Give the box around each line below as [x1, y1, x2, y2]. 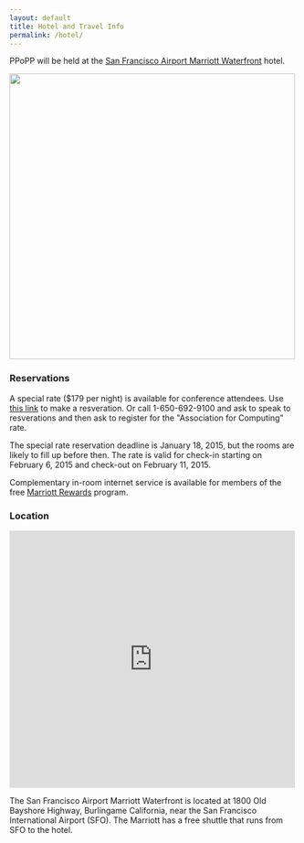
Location [9, 509, 50, 522]
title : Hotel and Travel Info [9, 22, 125, 31]
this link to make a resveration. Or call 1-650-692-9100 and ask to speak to [9, 402, 291, 413]
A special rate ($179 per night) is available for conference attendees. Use [9, 392, 285, 403]
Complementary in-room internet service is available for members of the [9, 476, 282, 487]
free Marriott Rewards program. [9, 486, 129, 497]
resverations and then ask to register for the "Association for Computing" [9, 412, 285, 423]
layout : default [9, 13, 71, 23]
